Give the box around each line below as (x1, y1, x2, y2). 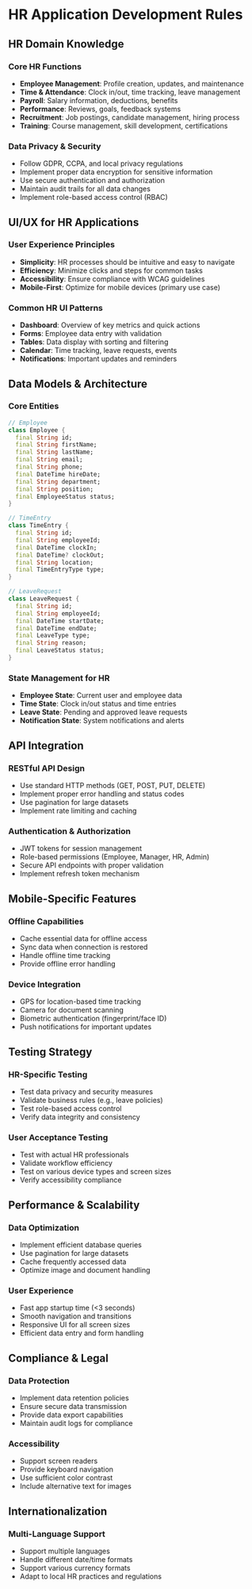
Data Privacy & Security (8, 140, 101, 151)
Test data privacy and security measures (19, 1086, 153, 1096)
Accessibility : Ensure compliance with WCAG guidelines (19, 274, 205, 283)
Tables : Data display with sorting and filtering (19, 337, 169, 347)
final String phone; (15, 463, 83, 471)
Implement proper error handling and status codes (19, 789, 185, 798)
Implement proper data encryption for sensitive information (19, 167, 213, 177)
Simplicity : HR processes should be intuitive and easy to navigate (19, 257, 235, 266)
